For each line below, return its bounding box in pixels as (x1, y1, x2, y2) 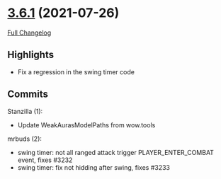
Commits (7, 88, 48, 100)
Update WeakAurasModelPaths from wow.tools (17, 120, 156, 129)
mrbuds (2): (7, 134, 42, 143)
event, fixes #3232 (17, 156, 73, 164)
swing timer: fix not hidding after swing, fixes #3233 (17, 163, 170, 171)
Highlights (7, 49, 55, 61)
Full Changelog (7, 28, 52, 37)
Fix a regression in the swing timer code (17, 67, 135, 76)
